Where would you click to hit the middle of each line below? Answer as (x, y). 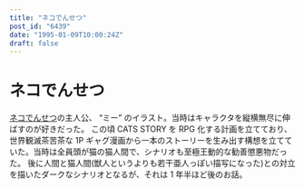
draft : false (34, 43)
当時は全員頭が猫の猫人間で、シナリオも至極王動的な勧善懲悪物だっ (160, 152)
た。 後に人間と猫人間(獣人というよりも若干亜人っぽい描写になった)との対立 (152, 163)
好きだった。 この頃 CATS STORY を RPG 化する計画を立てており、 (166, 129)
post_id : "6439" (40, 26)
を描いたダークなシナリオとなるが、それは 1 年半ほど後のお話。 (128, 174)
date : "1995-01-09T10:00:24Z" (67, 35)
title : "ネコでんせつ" (48, 18)
